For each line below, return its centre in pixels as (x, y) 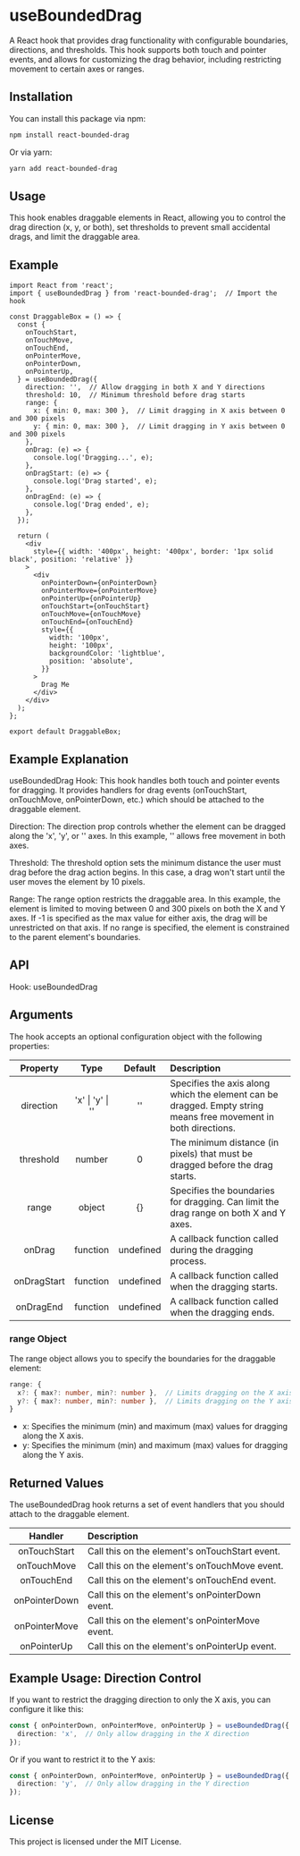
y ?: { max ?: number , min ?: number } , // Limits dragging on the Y (146, 1401)
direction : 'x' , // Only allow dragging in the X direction (133, 1733)
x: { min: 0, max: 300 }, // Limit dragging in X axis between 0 (159, 411)
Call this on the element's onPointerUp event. (182, 1647)
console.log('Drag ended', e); (91, 505)
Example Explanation (69, 759)
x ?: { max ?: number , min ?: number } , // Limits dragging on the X (146, 1393)
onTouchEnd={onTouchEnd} (87, 623)
